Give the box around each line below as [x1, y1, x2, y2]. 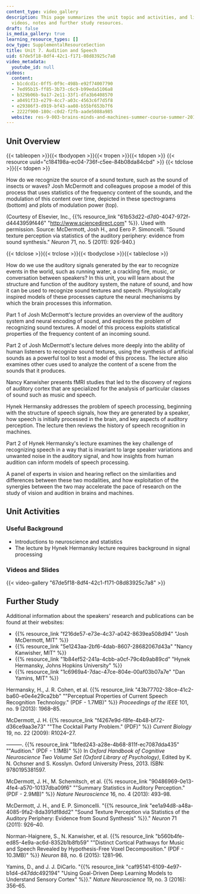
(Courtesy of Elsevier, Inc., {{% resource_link [6, 213, 117, 221]
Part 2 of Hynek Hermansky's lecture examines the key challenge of [6, 440, 174, 447]
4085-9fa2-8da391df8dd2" [6, 808, 74, 815]
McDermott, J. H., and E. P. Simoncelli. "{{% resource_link [6, 802, 149, 809]
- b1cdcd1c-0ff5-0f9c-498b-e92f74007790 [11, 81, 113, 87]
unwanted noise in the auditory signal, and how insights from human [6, 453, 174, 460]
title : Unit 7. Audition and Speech [6, 48, 97, 54]
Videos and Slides [6, 565, 60, 574]
